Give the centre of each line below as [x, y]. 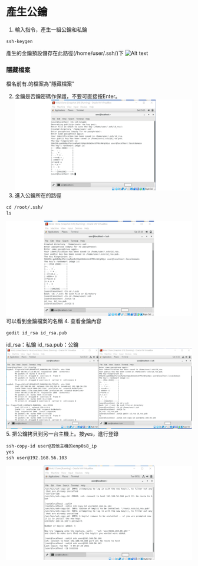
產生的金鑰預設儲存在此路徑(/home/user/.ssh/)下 [65, 53]
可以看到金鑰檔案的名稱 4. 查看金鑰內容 [54, 321]
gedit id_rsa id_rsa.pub [37, 333]
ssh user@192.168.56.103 [37, 458]
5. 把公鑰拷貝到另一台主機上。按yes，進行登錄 [62, 434]
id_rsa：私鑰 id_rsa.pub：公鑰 [42, 344]
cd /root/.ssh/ [25, 207]
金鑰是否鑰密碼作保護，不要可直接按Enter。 [67, 96]
